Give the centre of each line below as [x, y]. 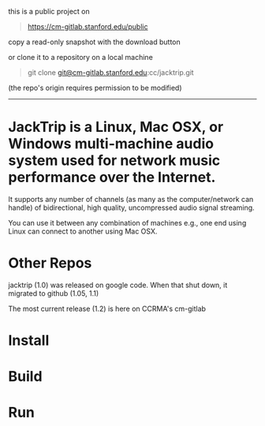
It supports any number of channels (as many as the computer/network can [131, 199]
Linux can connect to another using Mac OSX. [83, 231]
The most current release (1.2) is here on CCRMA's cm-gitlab [107, 308]
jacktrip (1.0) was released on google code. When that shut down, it [118, 285]
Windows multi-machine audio [111, 144]
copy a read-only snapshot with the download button [94, 42]
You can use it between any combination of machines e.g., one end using [127, 222]
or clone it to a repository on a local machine [81, 57]
